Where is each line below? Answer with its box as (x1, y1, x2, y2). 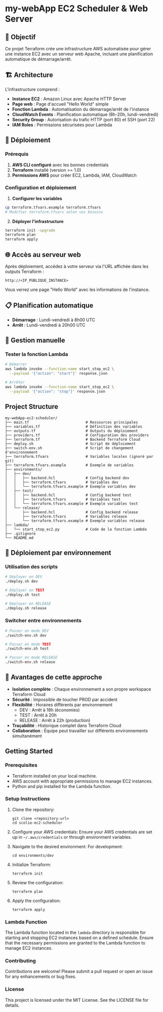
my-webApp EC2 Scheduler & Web (5, 3, 148, 14)
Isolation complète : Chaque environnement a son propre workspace (12, 686, 151, 692)
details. (5, 1002, 20, 1008)
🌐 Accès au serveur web (5, 250, 81, 259)
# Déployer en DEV (5, 574, 42, 580)
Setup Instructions (5, 795, 50, 802)
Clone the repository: (12, 807, 55, 812)
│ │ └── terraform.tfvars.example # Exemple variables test (5, 501, 138, 506)
